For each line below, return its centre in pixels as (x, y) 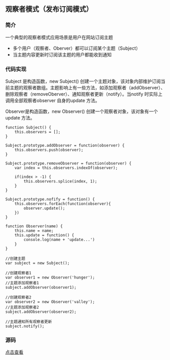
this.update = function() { (44, 235)
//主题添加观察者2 (22, 307)
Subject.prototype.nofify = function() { (50, 199)
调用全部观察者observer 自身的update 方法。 (52, 100)
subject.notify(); (25, 326)
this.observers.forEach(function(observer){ (63, 204)
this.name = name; (34, 231)
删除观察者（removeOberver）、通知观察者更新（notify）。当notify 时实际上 (84, 94)
